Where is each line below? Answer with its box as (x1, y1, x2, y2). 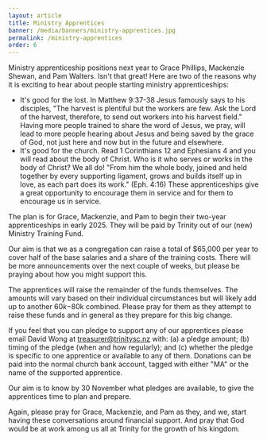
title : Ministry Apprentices (8, 19, 105, 27)
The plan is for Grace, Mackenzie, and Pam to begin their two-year (8, 212, 226, 222)
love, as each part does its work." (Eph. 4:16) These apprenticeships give (19, 180, 260, 189)
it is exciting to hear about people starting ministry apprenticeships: (8, 80, 229, 90)
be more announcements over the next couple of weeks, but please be (8, 261, 240, 271)
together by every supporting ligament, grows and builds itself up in (19, 172, 242, 181)
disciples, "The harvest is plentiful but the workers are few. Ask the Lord (19, 104, 257, 114)
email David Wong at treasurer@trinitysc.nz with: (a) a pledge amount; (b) (8, 335, 250, 344)
